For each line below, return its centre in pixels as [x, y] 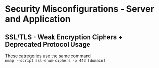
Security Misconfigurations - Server [79, 9]
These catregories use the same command [48, 56]
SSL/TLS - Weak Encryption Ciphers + [64, 37]
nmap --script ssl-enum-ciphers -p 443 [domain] [55, 61]
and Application [38, 19]
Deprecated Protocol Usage [48, 44]
